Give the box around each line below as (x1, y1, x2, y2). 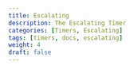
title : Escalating (8, 11, 69, 20)
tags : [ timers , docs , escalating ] (8, 33, 124, 42)
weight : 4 (8, 41, 41, 49)
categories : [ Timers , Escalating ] (8, 26, 124, 34)
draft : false (8, 48, 52, 56)
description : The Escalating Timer (8, 19, 127, 27)
